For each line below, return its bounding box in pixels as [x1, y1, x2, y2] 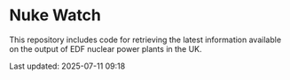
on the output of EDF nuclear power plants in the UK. [9, 43, 202, 54]
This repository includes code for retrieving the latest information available [9, 34, 282, 45]
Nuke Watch [9, 5, 102, 25]
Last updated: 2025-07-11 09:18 [9, 61, 126, 71]
